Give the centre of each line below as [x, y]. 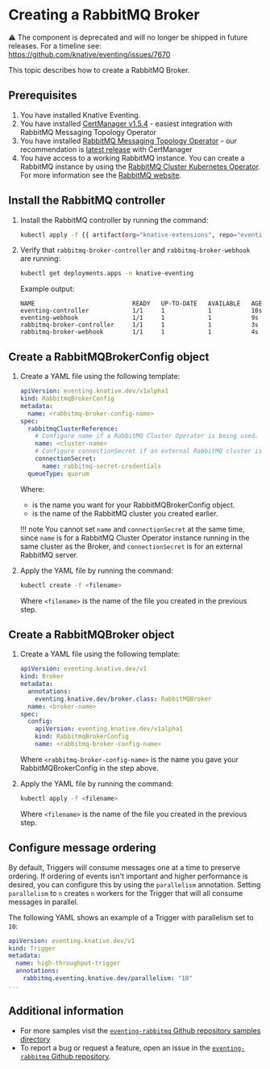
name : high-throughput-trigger [68, 963]
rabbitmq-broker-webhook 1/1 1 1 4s [139, 332]
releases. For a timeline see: [55, 45]
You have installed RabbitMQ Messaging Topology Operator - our [129, 141]
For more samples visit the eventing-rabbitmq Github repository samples [140, 1030]
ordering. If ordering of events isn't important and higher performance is [128, 876]
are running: [40, 259]
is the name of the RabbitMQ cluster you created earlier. [125, 513]
